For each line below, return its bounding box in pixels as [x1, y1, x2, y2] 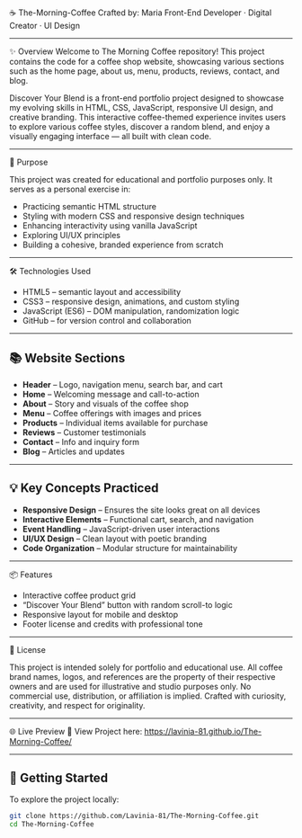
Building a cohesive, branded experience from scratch [22, 239, 224, 250]
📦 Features [9, 569, 53, 580]
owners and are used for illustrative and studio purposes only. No [9, 681, 252, 691]
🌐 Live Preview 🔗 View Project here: [9, 726, 143, 736]
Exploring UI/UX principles [22, 230, 121, 240]
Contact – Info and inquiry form [22, 436, 139, 447]
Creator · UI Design [9, 21, 81, 31]
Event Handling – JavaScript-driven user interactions [22, 523, 220, 534]
